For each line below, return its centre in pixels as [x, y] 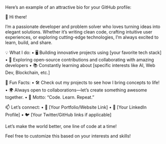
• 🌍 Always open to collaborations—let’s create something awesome [76, 90]
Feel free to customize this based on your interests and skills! [68, 136]
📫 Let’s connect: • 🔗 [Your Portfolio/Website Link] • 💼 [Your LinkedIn [76, 107]
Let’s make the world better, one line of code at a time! [61, 126]
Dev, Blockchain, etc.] [28, 72]
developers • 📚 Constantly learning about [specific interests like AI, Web [80, 65]
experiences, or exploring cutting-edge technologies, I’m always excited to [82, 37]
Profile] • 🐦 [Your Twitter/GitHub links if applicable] [58, 115]
